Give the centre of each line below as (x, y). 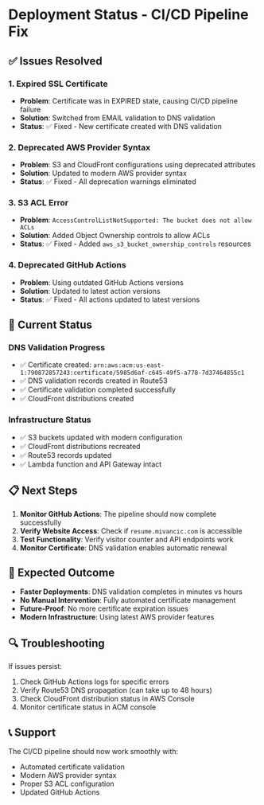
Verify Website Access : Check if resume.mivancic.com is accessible (131, 530)
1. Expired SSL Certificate (58, 84)
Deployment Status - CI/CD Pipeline (128, 15)
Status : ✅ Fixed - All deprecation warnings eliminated (108, 182)
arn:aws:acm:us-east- (129, 365)
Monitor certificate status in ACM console (88, 707)
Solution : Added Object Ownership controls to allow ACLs (115, 236)
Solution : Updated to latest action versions (90, 291)
